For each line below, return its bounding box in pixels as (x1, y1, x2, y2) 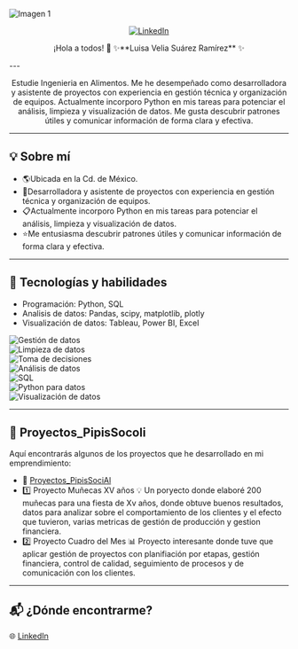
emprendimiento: (9, 457, 72, 469)
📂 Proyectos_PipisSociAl (21, 475, 112, 486)
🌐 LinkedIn (9, 630, 49, 642)
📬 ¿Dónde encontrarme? (9, 603, 153, 618)
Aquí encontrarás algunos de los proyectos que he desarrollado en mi (9, 449, 264, 459)
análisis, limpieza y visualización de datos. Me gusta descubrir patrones (17, 106, 281, 116)
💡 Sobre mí (9, 149, 71, 164)
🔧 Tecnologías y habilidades (9, 275, 168, 290)
